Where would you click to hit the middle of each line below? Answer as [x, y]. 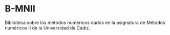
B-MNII [20, 9]
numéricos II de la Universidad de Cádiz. [48, 27]
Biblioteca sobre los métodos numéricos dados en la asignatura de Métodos [85, 22]
